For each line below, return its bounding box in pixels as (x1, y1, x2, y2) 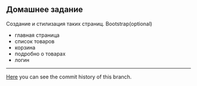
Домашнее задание (6, 5, 83, 15)
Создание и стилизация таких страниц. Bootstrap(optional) (6, 20, 152, 27)
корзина (14, 44, 36, 51)
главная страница (14, 32, 60, 39)
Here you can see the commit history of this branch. (6, 73, 132, 80)
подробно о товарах (14, 50, 66, 57)
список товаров (14, 37, 55, 44)
